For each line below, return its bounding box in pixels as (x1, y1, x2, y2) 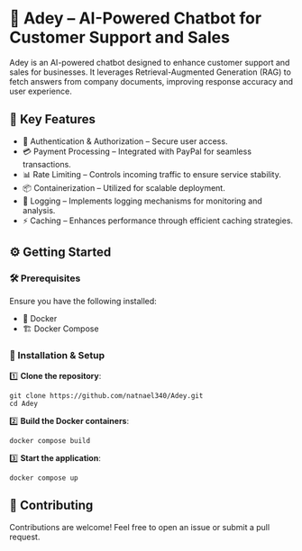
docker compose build (9, 436, 91, 445)
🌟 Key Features (9, 112, 96, 127)
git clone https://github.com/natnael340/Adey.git (9, 391, 204, 400)
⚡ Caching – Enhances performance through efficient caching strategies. (22, 215, 294, 226)
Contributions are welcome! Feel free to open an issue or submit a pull (9, 521, 270, 532)
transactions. (22, 158, 72, 169)
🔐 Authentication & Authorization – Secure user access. (22, 135, 228, 147)
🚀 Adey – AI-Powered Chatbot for (9, 8, 262, 29)
